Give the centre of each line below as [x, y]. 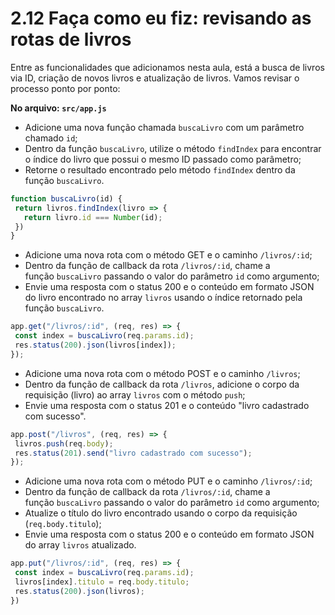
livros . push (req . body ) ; [64, 443]
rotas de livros [71, 39]
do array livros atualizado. [80, 545]
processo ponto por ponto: [65, 88]
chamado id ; [51, 138]
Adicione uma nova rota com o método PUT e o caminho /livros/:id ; [168, 481]
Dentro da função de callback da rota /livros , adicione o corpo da [162, 384]
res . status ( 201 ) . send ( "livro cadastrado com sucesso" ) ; [133, 453]
